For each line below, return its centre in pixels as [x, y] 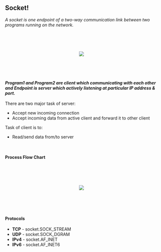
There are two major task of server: [40, 103]
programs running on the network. [39, 25]
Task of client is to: [24, 127]
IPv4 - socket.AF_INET [35, 239]
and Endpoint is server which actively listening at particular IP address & [80, 88]
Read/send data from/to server [43, 137]
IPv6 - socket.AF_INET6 [36, 245]
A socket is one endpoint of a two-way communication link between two [78, 19]
